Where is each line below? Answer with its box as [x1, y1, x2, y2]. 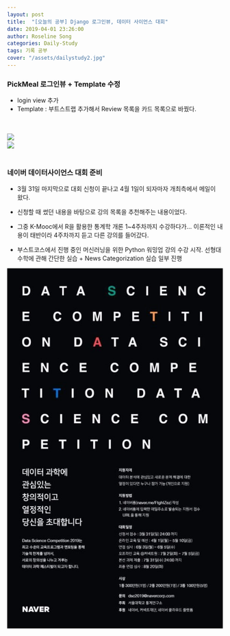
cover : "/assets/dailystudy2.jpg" [7, 55, 106, 62]
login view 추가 [16, 96, 60, 104]
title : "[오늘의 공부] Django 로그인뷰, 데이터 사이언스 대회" [7, 18, 168, 25]
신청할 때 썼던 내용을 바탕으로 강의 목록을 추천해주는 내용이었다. [16, 208, 187, 216]
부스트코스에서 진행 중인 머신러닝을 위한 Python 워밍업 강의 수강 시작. [16, 246, 203, 254]
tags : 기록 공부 [7, 47, 48, 54]
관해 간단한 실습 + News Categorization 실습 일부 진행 [35, 254, 183, 262]
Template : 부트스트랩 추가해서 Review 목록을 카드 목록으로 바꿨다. [16, 105, 196, 113]
